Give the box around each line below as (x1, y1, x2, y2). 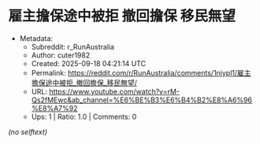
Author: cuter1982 (31, 50, 91, 60)
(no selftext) (8, 127, 48, 136)
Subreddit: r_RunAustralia (31, 42, 115, 51)
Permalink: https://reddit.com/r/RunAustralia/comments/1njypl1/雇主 (31, 68, 251, 77)
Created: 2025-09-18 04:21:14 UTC (31, 58, 147, 68)
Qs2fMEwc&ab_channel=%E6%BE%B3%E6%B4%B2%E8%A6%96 (31, 95, 252, 105)
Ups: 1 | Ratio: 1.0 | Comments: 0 (31, 112, 137, 121)
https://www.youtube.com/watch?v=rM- (48, 87, 180, 96)
